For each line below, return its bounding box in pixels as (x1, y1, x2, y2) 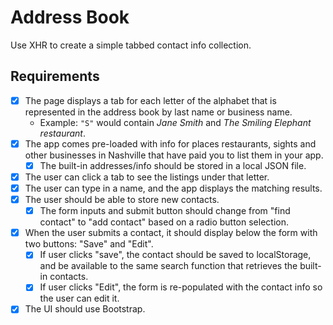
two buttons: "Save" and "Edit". (24, 238, 154, 250)
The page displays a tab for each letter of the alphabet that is (24, 94, 277, 106)
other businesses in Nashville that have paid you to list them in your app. (24, 149, 324, 161)
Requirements (10, 68, 100, 85)
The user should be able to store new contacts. (24, 194, 220, 206)
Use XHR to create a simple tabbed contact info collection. (10, 39, 252, 51)
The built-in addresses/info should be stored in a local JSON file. (39, 159, 307, 171)
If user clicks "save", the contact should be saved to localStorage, (39, 249, 312, 261)
